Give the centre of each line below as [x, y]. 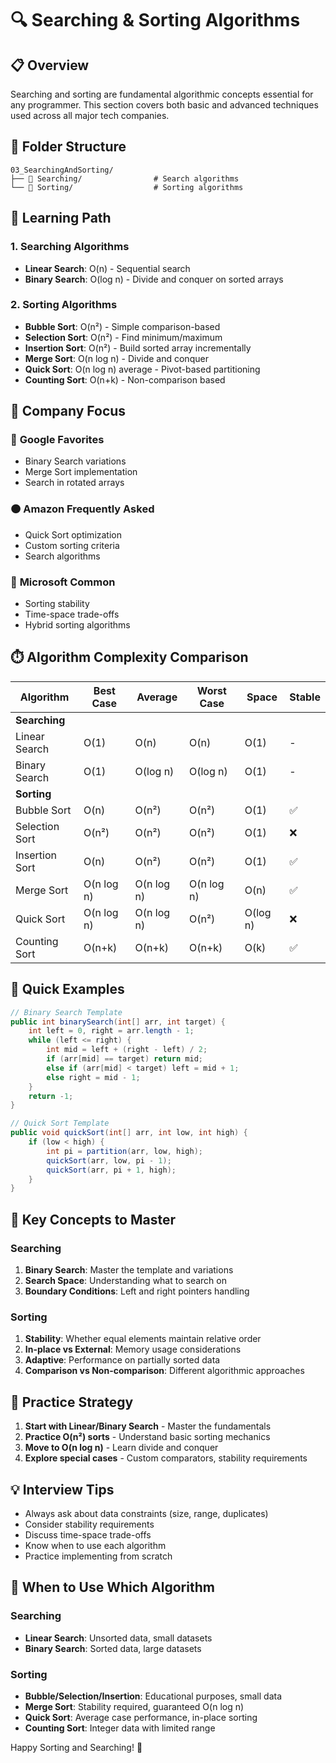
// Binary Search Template [66, 1012]
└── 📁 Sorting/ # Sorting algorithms [127, 187]
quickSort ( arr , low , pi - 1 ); [109, 1160]
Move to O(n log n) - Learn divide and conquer [121, 1448]
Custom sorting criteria [72, 545]
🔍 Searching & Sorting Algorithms [155, 20]
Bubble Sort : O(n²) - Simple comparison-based [122, 326]
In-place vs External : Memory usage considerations [133, 1349]
